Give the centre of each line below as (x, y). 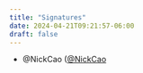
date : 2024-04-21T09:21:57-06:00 (72, 26)
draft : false (34, 34)
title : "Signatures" (48, 17)
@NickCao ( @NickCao (64, 60)
